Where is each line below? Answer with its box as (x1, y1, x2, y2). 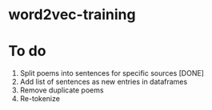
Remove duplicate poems (19, 85, 104, 95)
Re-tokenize (19, 94, 60, 104)
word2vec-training (8, 6, 136, 24)
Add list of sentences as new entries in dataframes (19, 77, 188, 87)
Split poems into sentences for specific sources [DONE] (19, 69, 204, 78)
